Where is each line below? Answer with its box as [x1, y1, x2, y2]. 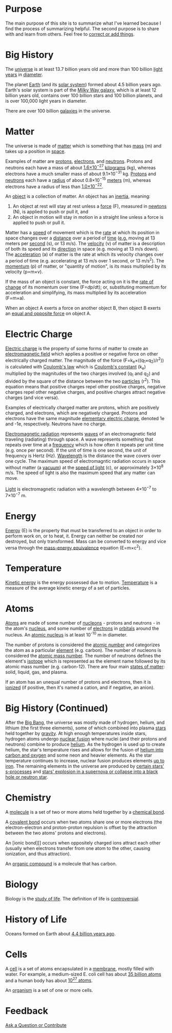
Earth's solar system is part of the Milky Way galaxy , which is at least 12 [5, 87, 157, 93]
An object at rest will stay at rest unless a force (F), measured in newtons [12, 203, 167, 210]
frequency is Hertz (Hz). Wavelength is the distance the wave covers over [5, 453, 161, 459]
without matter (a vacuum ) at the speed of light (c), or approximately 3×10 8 [5, 463, 164, 471]
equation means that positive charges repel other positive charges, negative [5, 383, 166, 389]
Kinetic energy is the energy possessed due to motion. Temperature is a [5, 579, 158, 586]
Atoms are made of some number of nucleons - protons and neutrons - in [5, 620, 160, 626]
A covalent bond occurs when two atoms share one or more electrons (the [5, 819, 162, 825]
